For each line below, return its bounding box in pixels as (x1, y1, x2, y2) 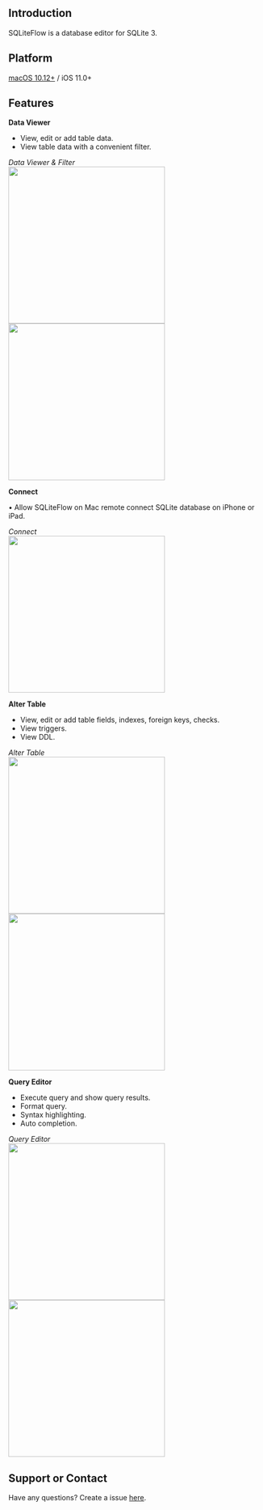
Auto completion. (19, 1118, 77, 1128)
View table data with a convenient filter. (19, 142, 152, 152)
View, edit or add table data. (19, 134, 114, 143)
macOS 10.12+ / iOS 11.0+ (8, 73, 93, 83)
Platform (8, 52, 53, 66)
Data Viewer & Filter (8, 158, 75, 168)
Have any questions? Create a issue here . (8, 1493, 147, 1503)
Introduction (8, 6, 73, 20)
